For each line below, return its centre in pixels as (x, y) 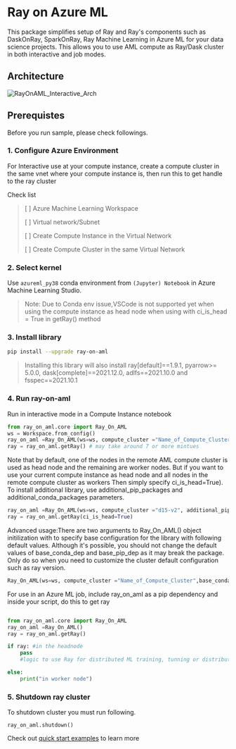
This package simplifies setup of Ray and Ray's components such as (106, 32)
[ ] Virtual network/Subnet (62, 222)
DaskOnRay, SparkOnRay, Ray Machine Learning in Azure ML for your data (116, 39)
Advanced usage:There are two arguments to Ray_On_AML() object (104, 530)
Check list (22, 194)
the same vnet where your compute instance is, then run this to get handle (115, 173)
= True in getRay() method (63, 319)
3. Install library (34, 338)
